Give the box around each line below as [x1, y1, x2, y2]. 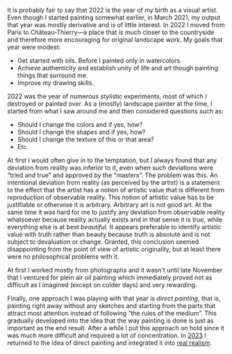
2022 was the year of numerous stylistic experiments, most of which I [7, 92, 207, 100]
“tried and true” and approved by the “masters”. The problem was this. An [7, 171, 218, 179]
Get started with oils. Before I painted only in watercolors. [17, 56, 182, 65]
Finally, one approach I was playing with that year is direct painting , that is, [7, 294, 221, 302]
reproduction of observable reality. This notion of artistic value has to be [7, 193, 214, 201]
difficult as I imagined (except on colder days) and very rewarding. [7, 281, 197, 288]
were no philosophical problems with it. [7, 252, 119, 261]
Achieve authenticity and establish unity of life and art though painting [17, 64, 219, 72]
